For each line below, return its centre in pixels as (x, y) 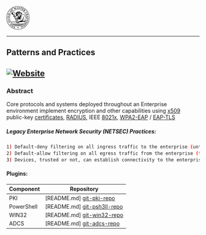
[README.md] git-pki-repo (80, 198)
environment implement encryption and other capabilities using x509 (93, 111)
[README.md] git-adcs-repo (82, 223)
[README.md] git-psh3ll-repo (84, 206)
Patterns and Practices (51, 52)
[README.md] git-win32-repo (84, 215)
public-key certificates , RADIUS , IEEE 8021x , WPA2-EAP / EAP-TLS (91, 117)
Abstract (20, 91)
